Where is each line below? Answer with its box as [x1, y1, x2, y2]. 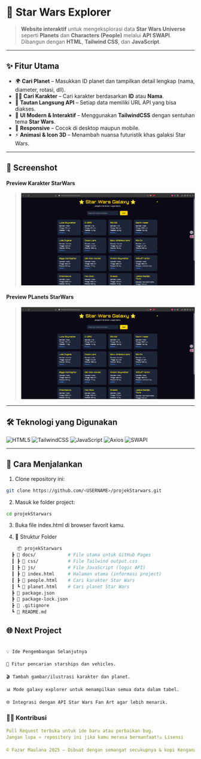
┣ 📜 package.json [11, 590, 55, 596]
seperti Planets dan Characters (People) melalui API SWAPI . [20, 31, 172, 38]
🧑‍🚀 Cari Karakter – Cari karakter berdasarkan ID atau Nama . [14, 92, 165, 100]
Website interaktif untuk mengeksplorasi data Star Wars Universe [20, 25, 186, 32]
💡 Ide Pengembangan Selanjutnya [6, 649, 87, 655]
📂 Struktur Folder [14, 533, 57, 540]
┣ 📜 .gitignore [11, 603, 50, 609]
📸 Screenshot [6, 163, 58, 173]
